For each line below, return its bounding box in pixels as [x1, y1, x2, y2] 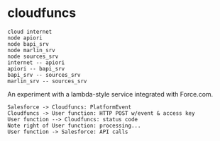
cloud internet [7, 28, 53, 35]
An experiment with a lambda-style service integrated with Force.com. [7, 90, 214, 98]
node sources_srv [7, 53, 59, 60]
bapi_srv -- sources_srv [7, 71, 81, 78]
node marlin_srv [7, 47, 55, 54]
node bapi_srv [7, 40, 50, 47]
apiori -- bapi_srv [7, 65, 65, 72]
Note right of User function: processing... [7, 122, 141, 129]
